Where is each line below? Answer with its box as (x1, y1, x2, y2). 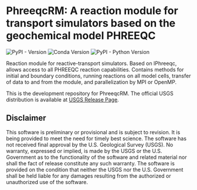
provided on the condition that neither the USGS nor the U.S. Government (6, 166, 184, 173)
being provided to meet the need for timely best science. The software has (6, 135, 186, 142)
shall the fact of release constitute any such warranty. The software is (6, 160, 175, 167)
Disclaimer (6, 113, 46, 123)
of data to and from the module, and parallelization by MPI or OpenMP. (6, 78, 177, 86)
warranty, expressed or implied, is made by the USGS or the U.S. (6, 147, 162, 154)
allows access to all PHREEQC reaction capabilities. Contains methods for (6, 66, 184, 73)
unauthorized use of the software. (6, 178, 89, 185)
